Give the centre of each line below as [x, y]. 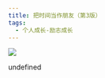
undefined [25, 67]
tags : [17, 23]
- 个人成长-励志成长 [44, 30]
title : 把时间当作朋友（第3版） [55, 15]
